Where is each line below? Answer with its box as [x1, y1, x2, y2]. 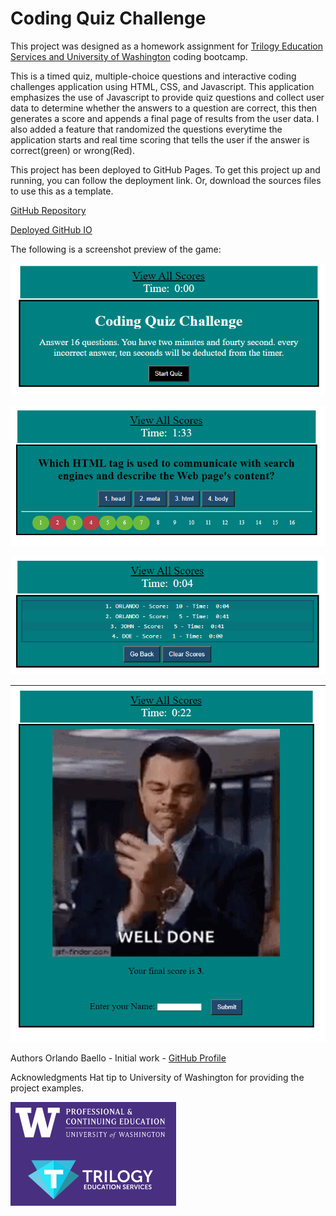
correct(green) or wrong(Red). [10, 144, 136, 156]
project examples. [10, 1082, 85, 1094]
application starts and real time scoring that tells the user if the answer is [10, 133, 310, 146]
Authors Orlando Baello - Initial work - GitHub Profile [10, 1052, 227, 1064]
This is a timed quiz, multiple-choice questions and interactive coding [10, 70, 297, 82]
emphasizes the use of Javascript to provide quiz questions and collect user [10, 91, 325, 103]
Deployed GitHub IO [10, 223, 93, 236]
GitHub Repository [10, 204, 87, 216]
